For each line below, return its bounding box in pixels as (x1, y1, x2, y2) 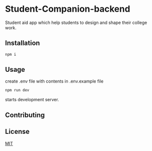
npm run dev (5, 88, 29, 93)
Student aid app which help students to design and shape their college (5, 20, 148, 25)
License (5, 128, 30, 136)
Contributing (5, 111, 45, 119)
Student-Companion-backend (5, 3, 130, 15)
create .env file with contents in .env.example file (5, 78, 104, 84)
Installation (5, 39, 40, 47)
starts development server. (5, 97, 60, 103)
